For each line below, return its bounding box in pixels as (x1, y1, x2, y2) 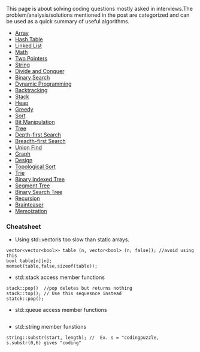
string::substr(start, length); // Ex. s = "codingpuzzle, (6, 335, 160, 341)
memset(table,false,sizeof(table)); (6, 263, 98, 269)
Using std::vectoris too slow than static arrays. (14, 236, 130, 243)
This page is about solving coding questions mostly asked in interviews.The (6, 5, 193, 12)
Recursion (14, 195, 40, 202)
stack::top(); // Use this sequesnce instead (6, 290, 122, 297)
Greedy (14, 106, 34, 113)
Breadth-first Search (14, 138, 66, 144)
